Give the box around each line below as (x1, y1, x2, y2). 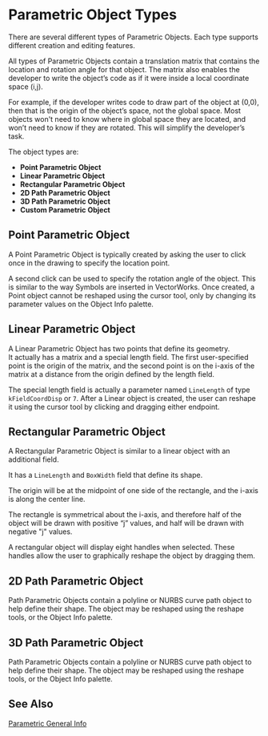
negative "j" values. (8, 527, 73, 536)
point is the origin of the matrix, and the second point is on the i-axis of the (8, 361, 255, 370)
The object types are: (8, 147, 79, 156)
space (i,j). (8, 82, 44, 91)
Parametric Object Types (8, 6, 178, 24)
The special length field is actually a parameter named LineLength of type (8, 385, 250, 394)
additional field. (8, 455, 59, 464)
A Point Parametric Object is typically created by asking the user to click (8, 249, 246, 259)
